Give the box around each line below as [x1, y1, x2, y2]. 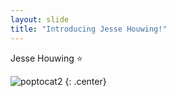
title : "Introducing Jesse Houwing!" [10, 24, 168, 34]
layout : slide [10, 14, 70, 25]
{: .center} [64, 75, 107, 87]
